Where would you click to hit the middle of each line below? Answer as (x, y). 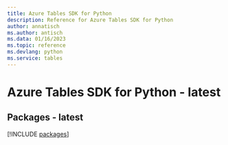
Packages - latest (45, 118)
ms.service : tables (35, 58)
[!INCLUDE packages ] (38, 134)
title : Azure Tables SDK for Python (59, 13)
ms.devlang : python (35, 52)
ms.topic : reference (37, 45)
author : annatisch (33, 26)
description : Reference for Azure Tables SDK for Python (90, 20)
